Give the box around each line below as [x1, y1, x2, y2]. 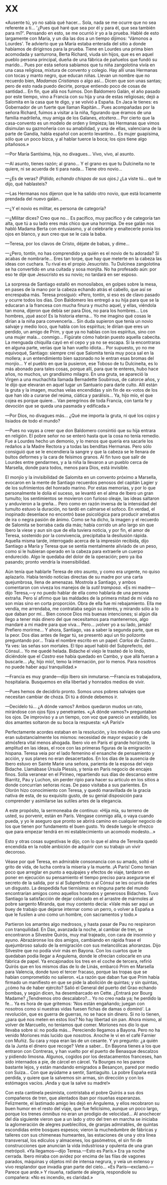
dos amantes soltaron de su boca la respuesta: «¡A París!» [5, 719, 124, 725]
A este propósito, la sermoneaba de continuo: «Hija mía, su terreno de [5, 807, 149, 813]
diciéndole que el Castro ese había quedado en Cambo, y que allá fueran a [5, 653, 159, 659]
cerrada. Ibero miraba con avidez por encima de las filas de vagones [5, 1153, 146, 1159]
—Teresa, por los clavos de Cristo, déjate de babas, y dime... [5, 240, 130, 247]
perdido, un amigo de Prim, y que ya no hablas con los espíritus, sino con [5, 328, 156, 334]
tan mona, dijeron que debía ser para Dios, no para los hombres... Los [5, 307, 148, 313]
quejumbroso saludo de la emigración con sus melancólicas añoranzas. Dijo [5, 942, 161, 948]
